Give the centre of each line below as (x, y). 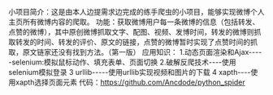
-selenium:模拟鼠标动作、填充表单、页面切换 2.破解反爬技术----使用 (123, 62)
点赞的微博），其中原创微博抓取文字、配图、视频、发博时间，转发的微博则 (131, 32)
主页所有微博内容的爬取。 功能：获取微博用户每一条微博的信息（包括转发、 (134, 22)
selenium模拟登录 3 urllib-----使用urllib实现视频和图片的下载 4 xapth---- (130, 72)
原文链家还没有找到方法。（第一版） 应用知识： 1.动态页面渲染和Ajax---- (142, 52)
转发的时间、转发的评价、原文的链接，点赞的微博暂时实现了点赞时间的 (132, 42)
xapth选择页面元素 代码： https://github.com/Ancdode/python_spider (130, 82)
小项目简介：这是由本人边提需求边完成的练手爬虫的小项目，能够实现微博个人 (136, 12)
